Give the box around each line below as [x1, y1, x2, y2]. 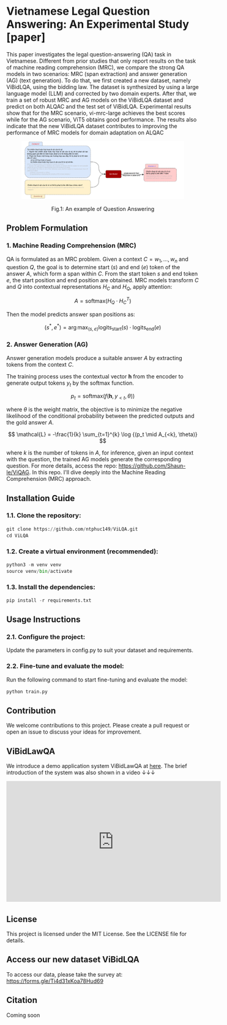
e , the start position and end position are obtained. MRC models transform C [6, 276, 199, 283]
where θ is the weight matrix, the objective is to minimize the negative [6, 406, 182, 413]
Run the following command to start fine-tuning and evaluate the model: [6, 676, 188, 683]
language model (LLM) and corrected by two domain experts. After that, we [6, 90, 197, 97]
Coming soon [6, 1011, 40, 1019]
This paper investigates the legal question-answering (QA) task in [6, 50, 171, 58]
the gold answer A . [6, 419, 54, 426]
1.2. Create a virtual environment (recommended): [6, 547, 158, 556]
